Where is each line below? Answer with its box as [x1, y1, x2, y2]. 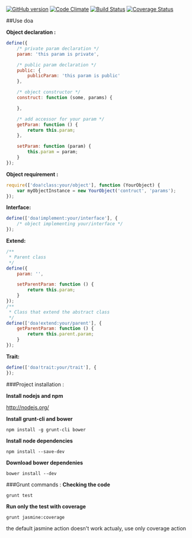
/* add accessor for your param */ [17, 116, 105, 122]
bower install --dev [6, 470, 57, 476]
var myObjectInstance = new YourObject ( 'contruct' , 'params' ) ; [17, 188, 177, 194]
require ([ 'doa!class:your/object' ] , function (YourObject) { [6, 182, 161, 188]
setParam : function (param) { [17, 143, 92, 150]
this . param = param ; [27, 149, 78, 155]
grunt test [6, 492, 33, 498]
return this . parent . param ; [27, 331, 94, 337]
